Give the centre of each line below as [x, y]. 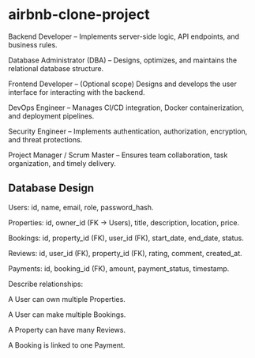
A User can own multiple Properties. [67, 299]
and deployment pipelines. [51, 115]
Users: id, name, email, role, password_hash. [81, 207]
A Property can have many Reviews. [67, 330]
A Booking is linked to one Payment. [67, 345]
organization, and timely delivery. [62, 163]
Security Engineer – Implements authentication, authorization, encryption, [128, 131]
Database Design [51, 188]
